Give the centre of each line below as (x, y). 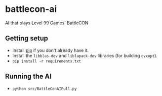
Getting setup (27, 38)
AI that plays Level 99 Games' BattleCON (47, 23)
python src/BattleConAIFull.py (44, 89)
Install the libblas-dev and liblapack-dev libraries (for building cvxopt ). (85, 55)
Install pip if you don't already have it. (50, 50)
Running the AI (28, 76)
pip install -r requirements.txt (47, 61)
